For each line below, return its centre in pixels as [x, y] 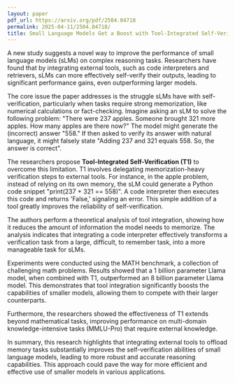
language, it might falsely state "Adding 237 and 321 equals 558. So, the [111, 141]
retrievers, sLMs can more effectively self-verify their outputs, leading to [112, 75]
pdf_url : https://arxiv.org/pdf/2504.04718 [72, 20]
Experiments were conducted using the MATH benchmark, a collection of [113, 263]
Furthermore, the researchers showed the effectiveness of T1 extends [108, 314]
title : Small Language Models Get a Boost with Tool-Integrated [103, 33]
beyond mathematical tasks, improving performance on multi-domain [107, 321]
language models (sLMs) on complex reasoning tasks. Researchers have [112, 61]
